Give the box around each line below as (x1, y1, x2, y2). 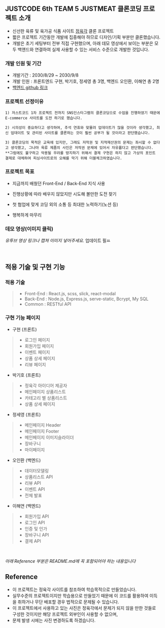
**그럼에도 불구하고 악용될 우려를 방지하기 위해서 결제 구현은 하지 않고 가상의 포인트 (5, 151, 156, 156)
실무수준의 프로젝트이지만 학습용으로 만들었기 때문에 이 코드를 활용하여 (12, 592, 149, 598)
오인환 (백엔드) (12, 457, 41, 463)
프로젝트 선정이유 (5, 98, 44, 105)
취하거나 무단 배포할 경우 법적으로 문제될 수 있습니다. (17, 599, 120, 605)
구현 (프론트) (12, 326, 37, 332)
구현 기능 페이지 (5, 314, 41, 321)
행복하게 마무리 (12, 212, 42, 218)
